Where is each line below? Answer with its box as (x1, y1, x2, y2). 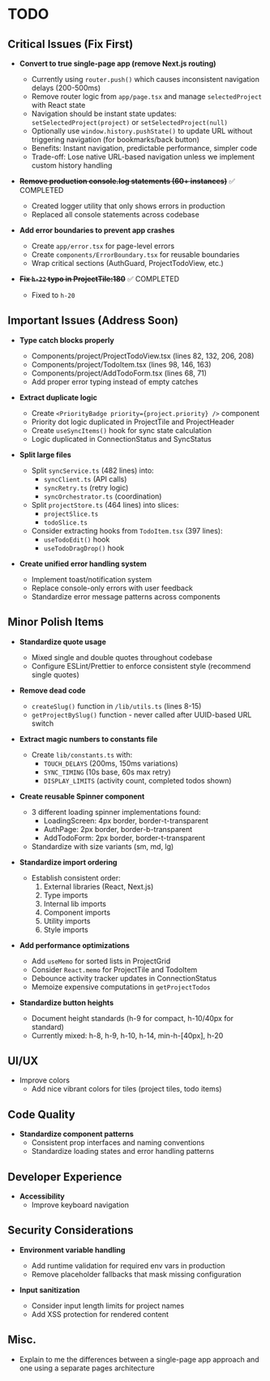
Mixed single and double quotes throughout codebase (31, 652, 212, 662)
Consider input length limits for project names (31, 1301, 185, 1310)
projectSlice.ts (43, 510, 99, 518)
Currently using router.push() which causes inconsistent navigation (31, 75, 260, 84)
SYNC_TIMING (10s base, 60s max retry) (43, 767, 171, 777)
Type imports (43, 890, 88, 900)
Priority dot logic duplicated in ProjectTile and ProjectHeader (31, 417, 234, 427)
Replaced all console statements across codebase (31, 210, 199, 219)
